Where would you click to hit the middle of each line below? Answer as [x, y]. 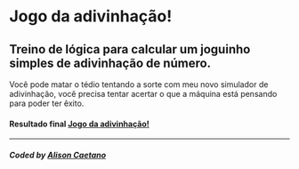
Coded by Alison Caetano [58, 155]
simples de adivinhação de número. [110, 63]
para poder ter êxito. [47, 103]
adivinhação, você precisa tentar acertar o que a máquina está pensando [143, 94]
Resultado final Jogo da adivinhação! [79, 124]
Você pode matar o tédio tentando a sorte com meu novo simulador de [139, 84]
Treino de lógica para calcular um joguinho [130, 49]
